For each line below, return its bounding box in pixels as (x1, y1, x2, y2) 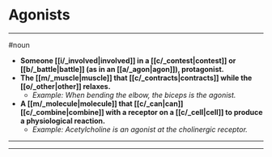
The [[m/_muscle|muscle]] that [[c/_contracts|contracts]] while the (19, 73, 253, 83)
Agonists (8, 6, 70, 24)
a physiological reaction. (19, 116, 105, 125)
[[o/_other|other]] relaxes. (19, 81, 111, 91)
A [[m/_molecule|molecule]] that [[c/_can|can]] (19, 99, 184, 108)
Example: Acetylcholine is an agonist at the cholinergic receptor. (32, 124, 249, 134)
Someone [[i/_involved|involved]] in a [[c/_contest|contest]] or (19, 55, 236, 66)
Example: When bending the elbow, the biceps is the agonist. (32, 90, 236, 100)
